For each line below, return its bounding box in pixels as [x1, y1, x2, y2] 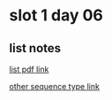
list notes [9, 41, 62, 56]
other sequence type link [9, 81, 100, 91]
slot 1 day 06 [9, 5, 104, 26]
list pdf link [9, 64, 49, 74]
